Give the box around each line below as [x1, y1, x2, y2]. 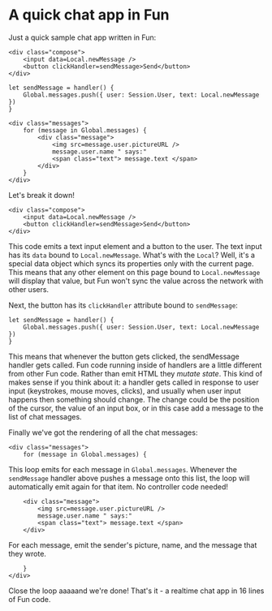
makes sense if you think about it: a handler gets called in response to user [8, 377, 260, 387]
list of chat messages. [8, 411, 83, 421]
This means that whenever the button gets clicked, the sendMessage [8, 351, 240, 361]
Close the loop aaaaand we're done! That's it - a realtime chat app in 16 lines [8, 586, 265, 596]
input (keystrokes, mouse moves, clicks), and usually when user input [8, 385, 241, 395]
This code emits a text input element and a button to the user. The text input [8, 241, 262, 251]
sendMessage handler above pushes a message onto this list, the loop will [8, 473, 250, 483]
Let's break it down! [8, 190, 75, 200]
